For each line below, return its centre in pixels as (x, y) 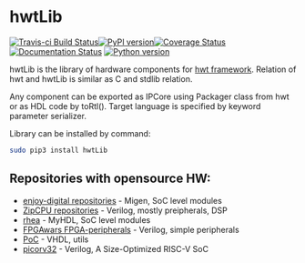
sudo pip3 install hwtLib (58, 150)
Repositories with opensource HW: (110, 179)
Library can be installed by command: (80, 133)
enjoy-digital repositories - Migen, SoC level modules (122, 200)
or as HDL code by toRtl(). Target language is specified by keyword (135, 106)
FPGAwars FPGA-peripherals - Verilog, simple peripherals (131, 229)
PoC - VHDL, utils (56, 239)
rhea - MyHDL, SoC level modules (86, 219)
